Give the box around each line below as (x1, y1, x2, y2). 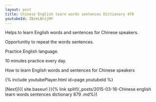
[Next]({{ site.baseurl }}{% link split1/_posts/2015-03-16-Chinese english (5, 86, 151, 92)
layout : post (5, 7, 32, 12)
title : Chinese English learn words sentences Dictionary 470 (5, 12, 134, 17)
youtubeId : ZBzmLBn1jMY (5, 16, 54, 21)
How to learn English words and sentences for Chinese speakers (5, 67, 135, 73)
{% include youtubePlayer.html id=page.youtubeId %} (5, 77, 114, 83)
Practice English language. (5, 48, 58, 54)
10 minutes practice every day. (5, 58, 67, 64)
